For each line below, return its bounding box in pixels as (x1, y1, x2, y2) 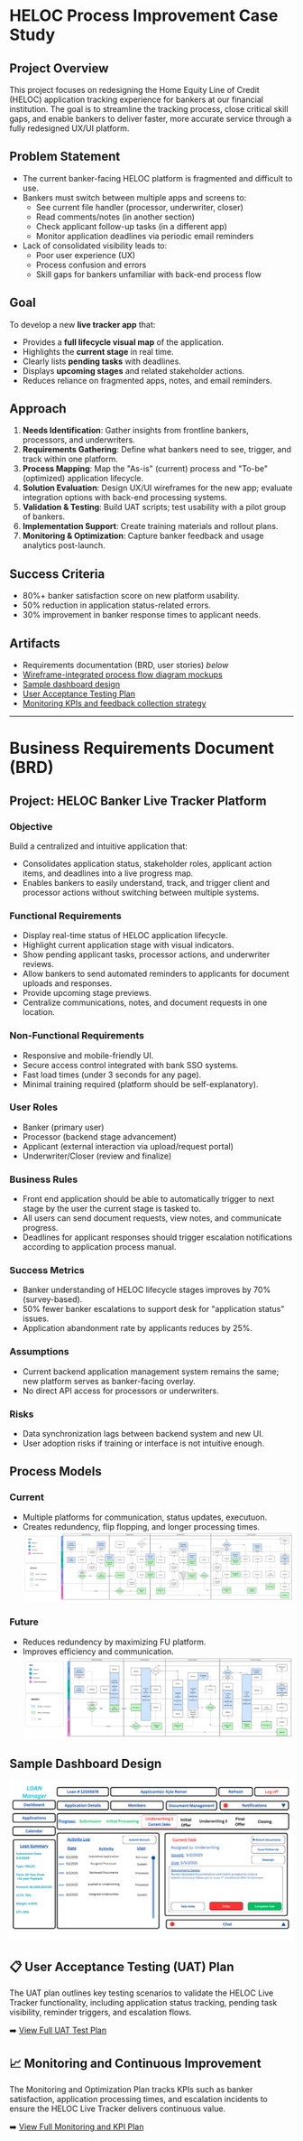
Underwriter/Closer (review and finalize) (22, 1150, 172, 1161)
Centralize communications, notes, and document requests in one (22, 997, 268, 1008)
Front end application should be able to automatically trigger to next (22, 1194, 275, 1205)
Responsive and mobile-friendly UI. (22, 1049, 154, 1061)
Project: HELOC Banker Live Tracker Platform (9, 793, 267, 808)
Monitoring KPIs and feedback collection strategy (22, 698, 207, 709)
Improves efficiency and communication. (22, 1645, 174, 1657)
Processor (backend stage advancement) (22, 1131, 178, 1142)
